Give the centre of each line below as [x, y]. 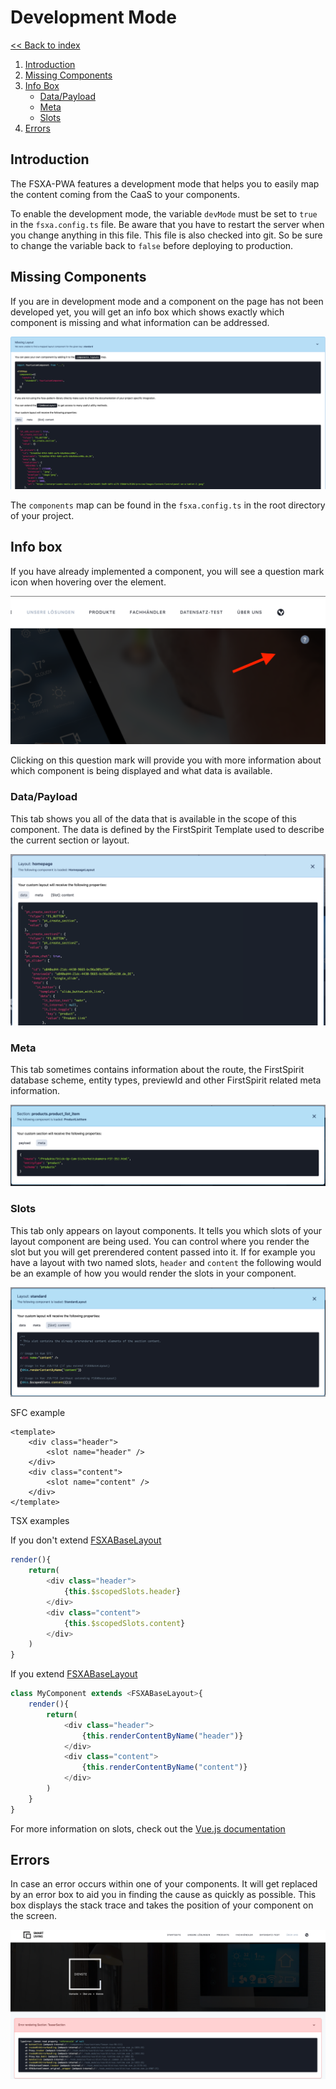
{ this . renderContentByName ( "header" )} [162, 1736]
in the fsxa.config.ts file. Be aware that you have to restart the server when [167, 224]
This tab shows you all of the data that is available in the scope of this [153, 818]
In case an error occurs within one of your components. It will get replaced [164, 1884]
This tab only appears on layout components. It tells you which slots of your [166, 1230]
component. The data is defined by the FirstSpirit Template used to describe [167, 829]
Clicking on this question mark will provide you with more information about [166, 760]
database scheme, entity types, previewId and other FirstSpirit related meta [166, 1080]
